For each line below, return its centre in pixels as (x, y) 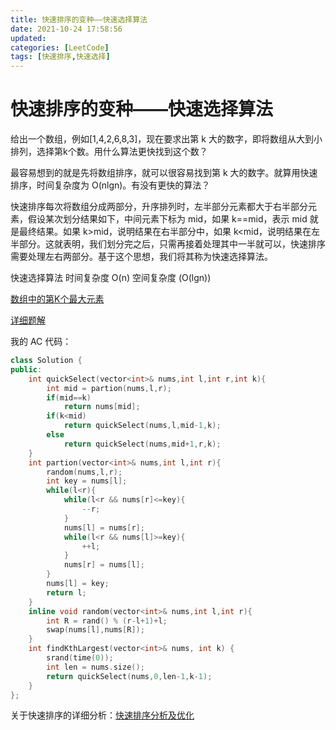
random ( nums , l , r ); (84, 472)
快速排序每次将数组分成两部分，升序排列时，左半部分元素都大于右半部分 (159, 207)
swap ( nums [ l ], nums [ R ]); (95, 630)
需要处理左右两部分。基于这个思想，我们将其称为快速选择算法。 (141, 257)
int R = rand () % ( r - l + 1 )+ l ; (107, 621)
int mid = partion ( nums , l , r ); (109, 388)
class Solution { (46, 361)
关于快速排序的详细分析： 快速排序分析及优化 (102, 715)
